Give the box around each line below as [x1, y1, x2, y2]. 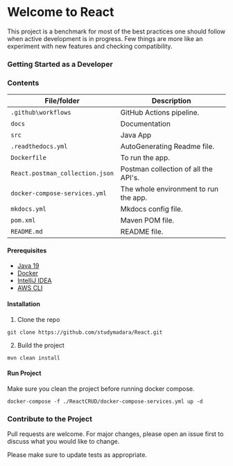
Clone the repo [17, 315, 60, 323]
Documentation [120, 119, 171, 129]
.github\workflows [10, 109, 71, 117]
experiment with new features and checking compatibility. [7, 42, 173, 50]
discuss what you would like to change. [7, 437, 120, 446]
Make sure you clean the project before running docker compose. [7, 384, 196, 393]
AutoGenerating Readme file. [120, 142, 215, 152]
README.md [10, 227, 43, 236]
